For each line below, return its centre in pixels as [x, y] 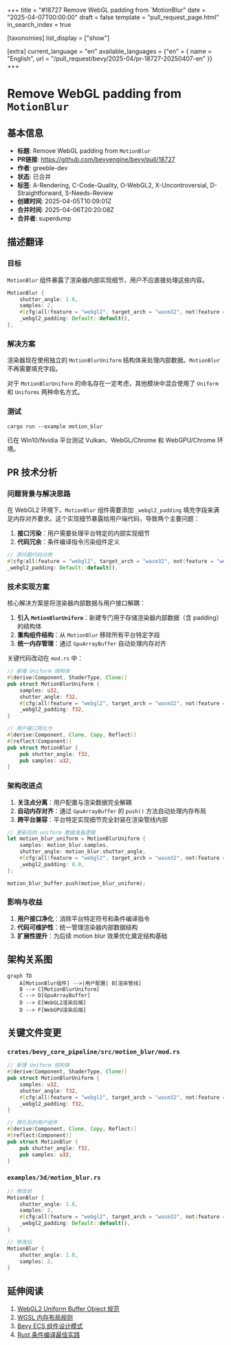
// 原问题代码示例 [30, 555]
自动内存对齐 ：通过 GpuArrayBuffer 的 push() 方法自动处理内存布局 [111, 811]
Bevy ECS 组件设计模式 [50, 1326]
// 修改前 [20, 1191]
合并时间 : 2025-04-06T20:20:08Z [66, 210]
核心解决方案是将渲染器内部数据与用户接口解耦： [76, 603]
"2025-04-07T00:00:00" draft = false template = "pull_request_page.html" [113, 17]
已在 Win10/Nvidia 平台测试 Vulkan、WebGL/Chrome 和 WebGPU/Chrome [111, 440]
